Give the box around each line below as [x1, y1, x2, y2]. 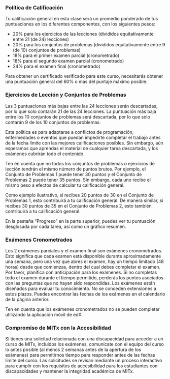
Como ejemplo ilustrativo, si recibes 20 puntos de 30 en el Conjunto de [5, 192, 154, 198]
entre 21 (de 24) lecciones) [12, 36, 70, 42]
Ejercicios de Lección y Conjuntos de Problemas [5, 91, 126, 98]
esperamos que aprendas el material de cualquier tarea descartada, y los [5, 145, 158, 151]
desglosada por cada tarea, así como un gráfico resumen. [5, 223, 126, 229]
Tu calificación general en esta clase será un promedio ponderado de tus [5, 16, 158, 22]
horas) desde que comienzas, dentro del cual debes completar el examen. [5, 264, 161, 270]
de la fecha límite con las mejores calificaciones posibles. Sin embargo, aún [5, 139, 163, 146]
